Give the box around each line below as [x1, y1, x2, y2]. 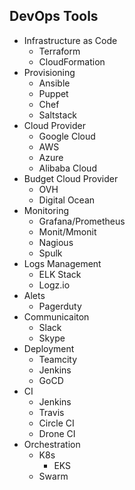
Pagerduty [38, 300, 82, 312]
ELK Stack [38, 268, 82, 280]
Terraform [38, 45, 81, 57]
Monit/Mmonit [38, 225, 97, 238]
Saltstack [38, 109, 78, 121]
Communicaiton [23, 310, 90, 323]
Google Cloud [38, 130, 96, 142]
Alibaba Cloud [38, 162, 97, 174]
